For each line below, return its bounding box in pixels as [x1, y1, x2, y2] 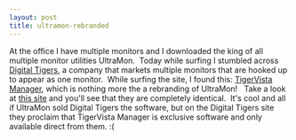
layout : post [9, 12, 58, 22]
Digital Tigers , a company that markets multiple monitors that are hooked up [9, 64, 288, 75]
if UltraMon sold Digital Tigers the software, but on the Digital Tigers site [9, 102, 275, 113]
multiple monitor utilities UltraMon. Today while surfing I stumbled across [9, 55, 279, 66]
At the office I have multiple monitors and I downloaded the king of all [9, 45, 264, 56]
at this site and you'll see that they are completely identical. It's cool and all [9, 92, 286, 103]
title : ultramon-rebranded [9, 21, 109, 30]
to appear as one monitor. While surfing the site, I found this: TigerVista [9, 74, 273, 84]
